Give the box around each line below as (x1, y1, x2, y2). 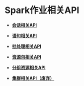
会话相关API (11, 22, 37, 28)
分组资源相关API (11, 64, 46, 70)
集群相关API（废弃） (11, 75, 55, 81)
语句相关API (11, 32, 37, 38)
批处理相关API (11, 43, 42, 49)
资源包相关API (11, 53, 42, 60)
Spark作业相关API (4, 4, 80, 16)
